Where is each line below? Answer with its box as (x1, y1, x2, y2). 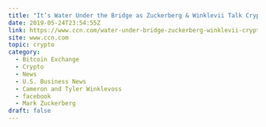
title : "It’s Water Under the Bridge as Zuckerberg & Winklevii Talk (8, 11, 243, 20)
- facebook (15, 92, 51, 100)
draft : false (8, 107, 51, 115)
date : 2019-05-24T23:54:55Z (8, 19, 101, 27)
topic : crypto (8, 41, 55, 49)
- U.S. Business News (15, 77, 87, 85)
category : (8, 48, 41, 56)
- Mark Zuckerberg (15, 99, 77, 107)
